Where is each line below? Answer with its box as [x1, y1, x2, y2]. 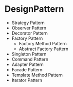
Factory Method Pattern [18, 40, 67, 46]
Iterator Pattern [11, 77, 42, 83]
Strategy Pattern [11, 20, 45, 26]
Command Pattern [11, 56, 49, 62]
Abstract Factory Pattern [18, 46, 69, 52]
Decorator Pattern [11, 30, 48, 36]
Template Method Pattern [11, 72, 63, 78]
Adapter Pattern [11, 61, 44, 67]
